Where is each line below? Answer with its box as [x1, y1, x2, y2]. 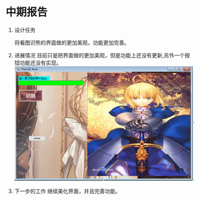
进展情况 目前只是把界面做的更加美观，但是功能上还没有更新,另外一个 [14, 51, 185, 59]
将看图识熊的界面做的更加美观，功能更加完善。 [14, 39, 130, 46]
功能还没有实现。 [19, 59, 62, 66]
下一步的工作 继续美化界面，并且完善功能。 [14, 187, 121, 195]
